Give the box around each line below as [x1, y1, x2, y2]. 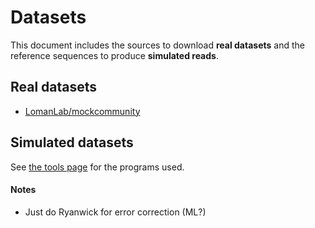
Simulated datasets [10, 134, 134, 151]
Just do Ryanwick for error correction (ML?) [24, 206, 207, 218]
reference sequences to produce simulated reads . [10, 49, 219, 61]
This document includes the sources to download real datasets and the [10, 39, 305, 51]
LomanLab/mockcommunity [24, 105, 141, 117]
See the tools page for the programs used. [10, 161, 185, 173]
